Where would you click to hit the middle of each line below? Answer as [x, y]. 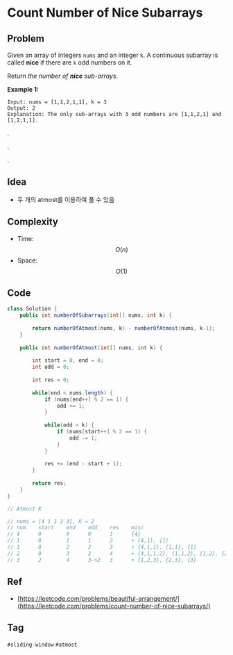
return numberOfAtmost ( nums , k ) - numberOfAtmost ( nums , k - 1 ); [124, 329]
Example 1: [23, 89]
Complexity [33, 222]
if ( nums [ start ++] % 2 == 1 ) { [102, 432]
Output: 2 [21, 108]
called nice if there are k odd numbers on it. [70, 63]
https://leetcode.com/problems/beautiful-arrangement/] [100, 598]
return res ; [50, 483]
